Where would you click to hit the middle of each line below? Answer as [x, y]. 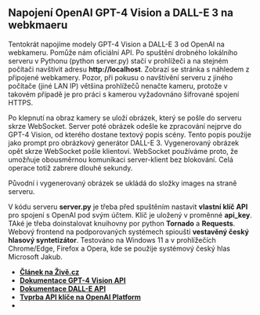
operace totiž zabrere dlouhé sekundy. [70, 167]
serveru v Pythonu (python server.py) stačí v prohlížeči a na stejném [118, 60]
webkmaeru [38, 26]
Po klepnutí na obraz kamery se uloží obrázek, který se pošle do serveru [125, 118]
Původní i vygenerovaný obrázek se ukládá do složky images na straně [123, 183]
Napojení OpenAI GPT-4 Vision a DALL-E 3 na [121, 13]
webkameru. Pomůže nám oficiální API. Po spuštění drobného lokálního [123, 52]
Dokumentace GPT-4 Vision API [72, 280]
